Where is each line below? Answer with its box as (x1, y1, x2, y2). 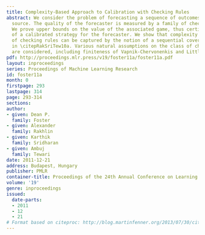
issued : (6, 191, 26, 197)
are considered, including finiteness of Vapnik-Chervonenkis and (12, 49, 184, 55)
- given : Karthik (6, 134, 51, 141)
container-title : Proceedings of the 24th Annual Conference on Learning (6, 174, 198, 181)
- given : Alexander (6, 123, 56, 129)
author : (6, 105, 26, 112)
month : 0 (6, 77, 29, 83)
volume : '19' (6, 180, 40, 186)
